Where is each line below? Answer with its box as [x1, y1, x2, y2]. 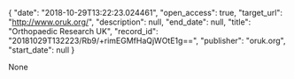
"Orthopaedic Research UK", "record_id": [8, 26, 159, 36]
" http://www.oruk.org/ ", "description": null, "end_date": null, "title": [8, 17, 251, 27]
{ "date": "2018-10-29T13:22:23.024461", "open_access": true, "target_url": [8, 8, 283, 18]
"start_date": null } [8, 45, 75, 55]
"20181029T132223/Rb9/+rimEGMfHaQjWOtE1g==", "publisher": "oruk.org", [8, 35, 286, 46]
